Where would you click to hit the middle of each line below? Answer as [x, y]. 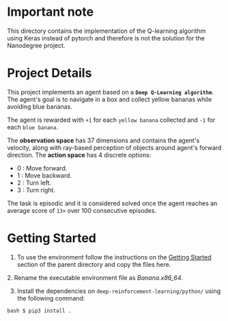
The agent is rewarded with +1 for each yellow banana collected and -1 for [111, 120]
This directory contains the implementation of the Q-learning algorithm [106, 31]
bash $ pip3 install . [39, 311]
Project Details [49, 73]
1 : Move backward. [44, 175]
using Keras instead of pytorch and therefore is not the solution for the [106, 38]
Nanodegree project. [36, 45]
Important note [51, 12]
